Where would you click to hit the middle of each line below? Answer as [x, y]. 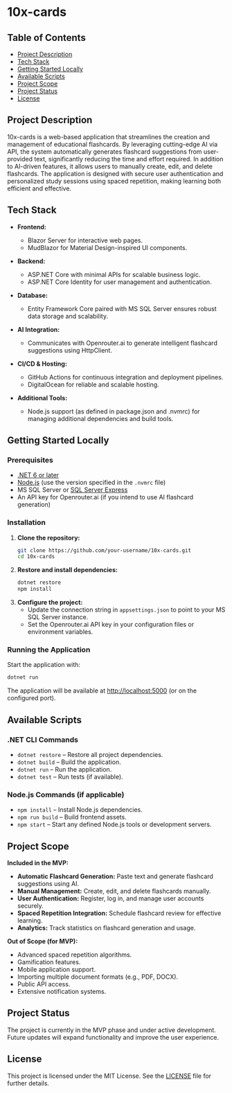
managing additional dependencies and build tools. [100, 418]
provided [20, 159]
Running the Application [49, 650]
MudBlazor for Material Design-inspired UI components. [107, 247]
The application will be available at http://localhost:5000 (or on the [102, 691]
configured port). [32, 698]
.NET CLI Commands [43, 740]
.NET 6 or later [38, 475]
